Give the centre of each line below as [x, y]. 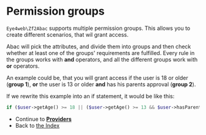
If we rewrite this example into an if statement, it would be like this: [90, 96]
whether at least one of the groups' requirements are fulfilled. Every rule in [101, 53]
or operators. [23, 66]
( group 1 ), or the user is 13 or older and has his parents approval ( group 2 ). [101, 84]
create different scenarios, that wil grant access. [67, 34]
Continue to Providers [43, 119]
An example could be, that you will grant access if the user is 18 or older [97, 78]
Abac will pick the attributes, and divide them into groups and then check [99, 46]
